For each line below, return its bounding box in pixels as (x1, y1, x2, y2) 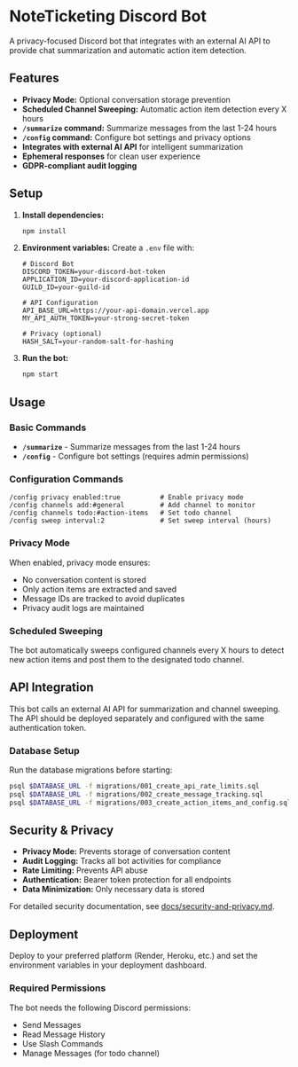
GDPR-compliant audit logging (21, 160, 137, 170)
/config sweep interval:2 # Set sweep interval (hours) (9, 516, 272, 525)
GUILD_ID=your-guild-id (21, 283, 111, 292)
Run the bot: (21, 353, 69, 364)
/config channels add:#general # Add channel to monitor (9, 501, 255, 510)
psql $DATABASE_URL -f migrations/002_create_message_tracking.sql (9, 789, 264, 799)
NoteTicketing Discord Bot (9, 6, 207, 27)
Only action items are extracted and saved (21, 584, 177, 594)
